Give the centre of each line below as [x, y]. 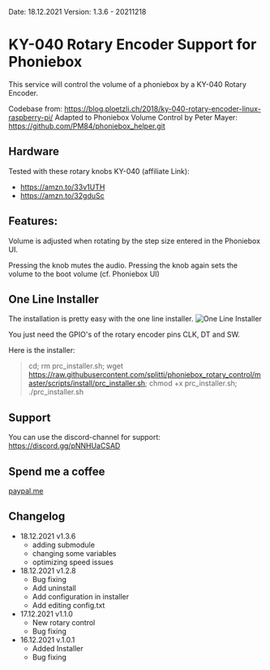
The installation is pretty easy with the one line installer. [101, 319]
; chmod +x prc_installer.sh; [191, 383]
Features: [33, 222]
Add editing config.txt [69, 605]
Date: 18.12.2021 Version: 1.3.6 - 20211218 [77, 12]
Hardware [34, 152]
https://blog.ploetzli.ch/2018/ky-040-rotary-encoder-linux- [163, 108]
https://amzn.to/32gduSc [62, 195]
